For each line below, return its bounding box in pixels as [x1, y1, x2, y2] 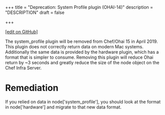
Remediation [5, 82, 59, 94]
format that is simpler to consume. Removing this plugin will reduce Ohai [5, 54, 154, 60]
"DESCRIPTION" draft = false [5, 9, 65, 15]
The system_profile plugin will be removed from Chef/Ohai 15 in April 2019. [5, 38, 158, 44]
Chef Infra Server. [5, 65, 42, 71]
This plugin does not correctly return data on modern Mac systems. [5, 44, 144, 49]
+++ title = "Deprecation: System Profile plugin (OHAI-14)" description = [5, 4, 153, 10]
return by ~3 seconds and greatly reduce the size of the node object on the [5, 60, 160, 65]
